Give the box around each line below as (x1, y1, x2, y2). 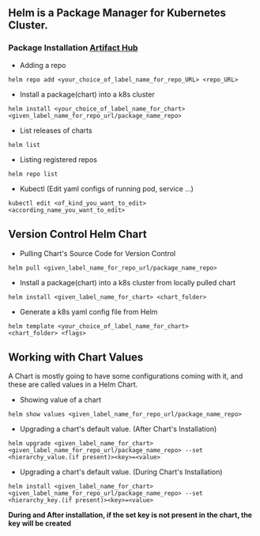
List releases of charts (19, 126, 92, 135)
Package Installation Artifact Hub (8, 43, 138, 54)
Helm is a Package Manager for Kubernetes (8, 6, 227, 20)
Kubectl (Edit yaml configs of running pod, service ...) (19, 183, 194, 193)
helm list (8, 141, 41, 149)
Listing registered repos (19, 154, 97, 164)
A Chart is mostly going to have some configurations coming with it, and (8, 372, 243, 381)
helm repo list (8, 170, 58, 178)
